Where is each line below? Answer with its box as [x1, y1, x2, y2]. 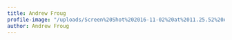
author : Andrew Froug [7, 22, 70, 29]
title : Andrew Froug [7, 9, 67, 17]
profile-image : [7, 16, 51, 23]
